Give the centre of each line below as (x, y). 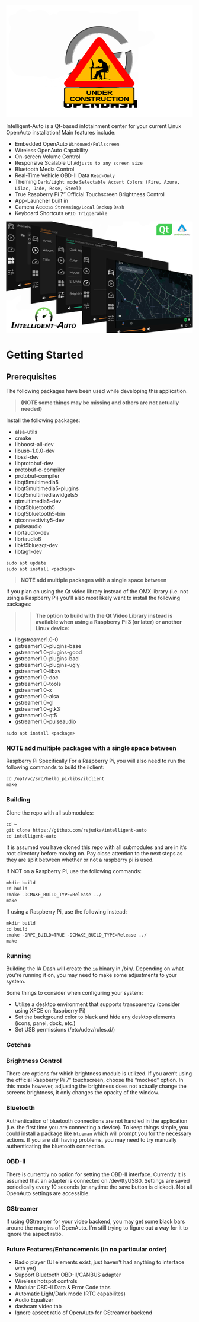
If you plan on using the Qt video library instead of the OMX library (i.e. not (97, 592)
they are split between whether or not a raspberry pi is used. (80, 860)
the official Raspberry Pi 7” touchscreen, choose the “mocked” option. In (95, 1080)
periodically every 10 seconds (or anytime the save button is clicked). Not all (99, 1187)
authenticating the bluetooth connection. (56, 1146)
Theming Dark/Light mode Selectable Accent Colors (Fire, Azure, (97, 182)
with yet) (25, 1269)
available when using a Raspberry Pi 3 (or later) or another (108, 622)
